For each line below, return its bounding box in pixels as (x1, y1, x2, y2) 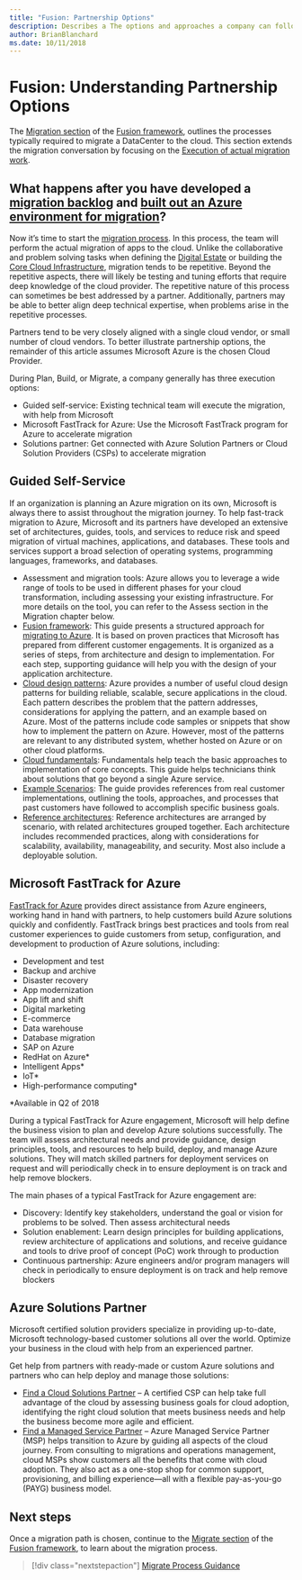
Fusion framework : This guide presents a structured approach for (22, 620, 265, 631)
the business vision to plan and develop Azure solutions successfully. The (9, 1124, 283, 1135)
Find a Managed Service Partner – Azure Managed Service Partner (22, 1426, 270, 1437)
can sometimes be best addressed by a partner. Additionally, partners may (9, 290, 286, 301)
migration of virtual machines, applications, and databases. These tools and (9, 536, 290, 546)
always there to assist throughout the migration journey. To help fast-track (9, 507, 284, 518)
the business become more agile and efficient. (22, 1416, 195, 1427)
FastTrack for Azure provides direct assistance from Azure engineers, (9, 899, 267, 910)
